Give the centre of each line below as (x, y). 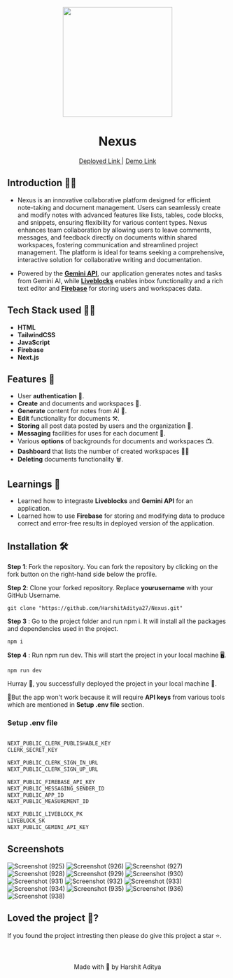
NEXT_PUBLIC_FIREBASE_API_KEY (51, 782)
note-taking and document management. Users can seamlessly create (119, 207)
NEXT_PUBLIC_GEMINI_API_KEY (48, 828)
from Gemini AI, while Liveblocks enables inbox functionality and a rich (120, 280)
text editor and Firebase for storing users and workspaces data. (110, 288)
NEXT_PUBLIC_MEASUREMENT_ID (48, 802)
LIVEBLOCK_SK (26, 821)
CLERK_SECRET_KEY (33, 750)
